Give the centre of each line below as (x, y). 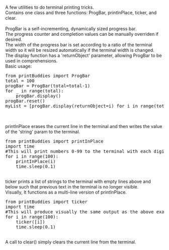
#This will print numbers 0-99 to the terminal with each (78, 151)
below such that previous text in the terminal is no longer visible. (72, 187)
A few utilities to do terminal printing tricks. (50, 7)
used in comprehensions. (31, 61)
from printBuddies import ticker (47, 202)
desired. (14, 39)
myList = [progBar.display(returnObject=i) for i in (72, 106)
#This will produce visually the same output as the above (80, 212)
